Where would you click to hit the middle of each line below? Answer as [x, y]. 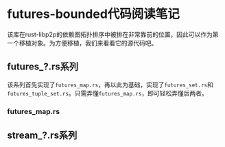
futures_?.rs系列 [43, 67]
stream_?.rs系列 [42, 136]
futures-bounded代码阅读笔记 [94, 14]
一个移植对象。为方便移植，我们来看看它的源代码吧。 [82, 43]
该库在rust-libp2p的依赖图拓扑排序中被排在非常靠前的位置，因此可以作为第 [113, 34]
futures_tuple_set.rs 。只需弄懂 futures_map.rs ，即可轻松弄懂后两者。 [107, 93]
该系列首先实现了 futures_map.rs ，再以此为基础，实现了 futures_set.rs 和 [110, 84]
